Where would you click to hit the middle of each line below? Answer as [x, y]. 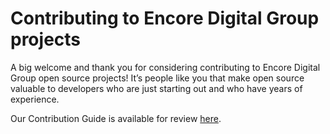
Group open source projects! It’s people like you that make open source [157, 78]
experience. [35, 99]
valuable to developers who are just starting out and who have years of [156, 88]
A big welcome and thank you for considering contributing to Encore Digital [165, 67]
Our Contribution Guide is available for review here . [116, 118]
